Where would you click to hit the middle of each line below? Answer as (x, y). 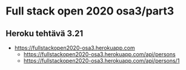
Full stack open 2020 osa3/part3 (90, 11)
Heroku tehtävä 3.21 (45, 33)
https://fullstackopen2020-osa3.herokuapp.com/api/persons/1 (101, 61)
